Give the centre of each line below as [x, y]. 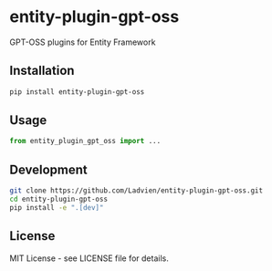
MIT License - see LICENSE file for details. [89, 258]
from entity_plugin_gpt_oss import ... [85, 141]
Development [49, 169]
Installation [42, 71]
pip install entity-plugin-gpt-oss [77, 92]
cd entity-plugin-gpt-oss [58, 199]
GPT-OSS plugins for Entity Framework [83, 42]
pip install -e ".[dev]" [57, 207]
